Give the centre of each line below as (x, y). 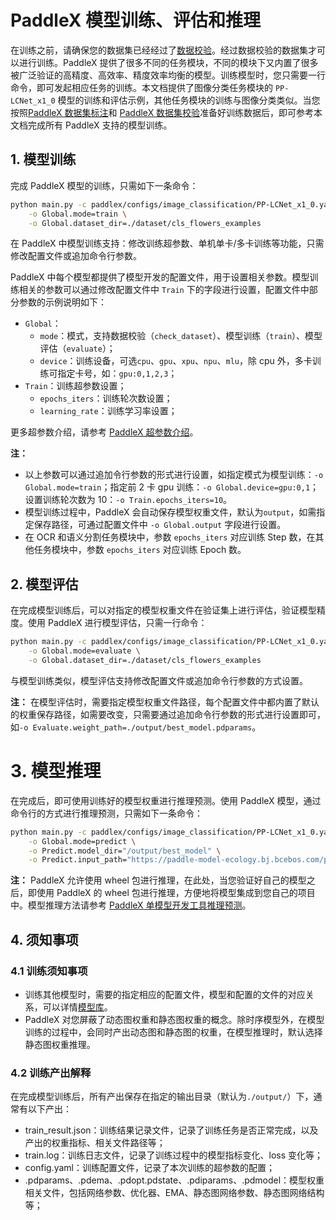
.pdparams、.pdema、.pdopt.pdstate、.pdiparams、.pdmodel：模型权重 (174, 1180)
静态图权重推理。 (60, 1044)
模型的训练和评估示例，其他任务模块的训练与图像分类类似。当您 (189, 100)
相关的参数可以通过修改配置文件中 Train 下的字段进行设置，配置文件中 (164, 290)
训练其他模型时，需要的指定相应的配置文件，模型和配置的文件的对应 (165, 994)
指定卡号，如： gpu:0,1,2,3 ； (117, 373)
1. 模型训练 (43, 159)
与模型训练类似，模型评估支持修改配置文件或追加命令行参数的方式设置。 (159, 680)
